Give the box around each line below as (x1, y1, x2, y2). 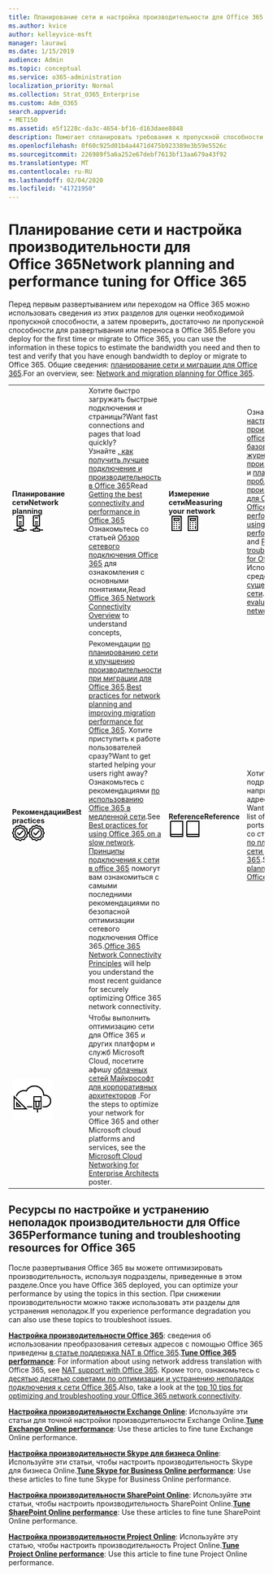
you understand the (88, 968, 154, 977)
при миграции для (88, 673, 152, 683)
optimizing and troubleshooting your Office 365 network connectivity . (8, 1390, 242, 1400)
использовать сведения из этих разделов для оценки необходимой (8, 308, 245, 318)
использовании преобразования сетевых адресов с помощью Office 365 (8, 1338, 263, 1349)
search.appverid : (8, 107, 67, 115)
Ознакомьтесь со (88, 524, 149, 533)
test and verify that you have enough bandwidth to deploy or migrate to (8, 351, 248, 361)
